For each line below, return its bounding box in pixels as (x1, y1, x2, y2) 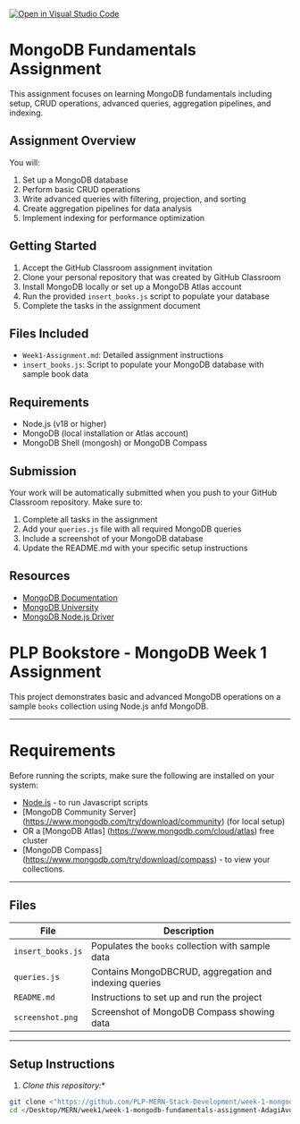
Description (163, 924, 214, 937)
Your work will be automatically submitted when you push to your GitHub (9, 488, 278, 498)
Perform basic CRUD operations (21, 183, 141, 194)
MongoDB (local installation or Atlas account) (21, 428, 189, 439)
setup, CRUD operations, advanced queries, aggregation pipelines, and (9, 98, 271, 108)
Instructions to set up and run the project (90, 991, 262, 1003)
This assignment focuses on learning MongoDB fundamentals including (9, 88, 272, 98)
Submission (9, 464, 78, 479)
